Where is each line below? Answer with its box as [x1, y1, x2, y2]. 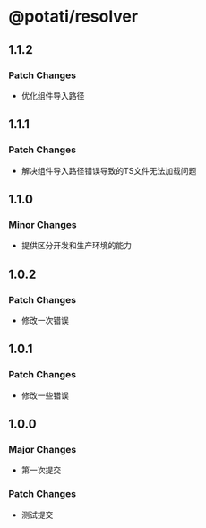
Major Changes [8, 443, 77, 455]
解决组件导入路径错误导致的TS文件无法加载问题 [21, 165, 197, 176]
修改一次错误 [21, 315, 69, 325]
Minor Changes [8, 218, 77, 230]
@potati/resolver [8, 6, 139, 27]
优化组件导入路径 [21, 90, 85, 100]
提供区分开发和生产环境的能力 [21, 240, 132, 251]
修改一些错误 [21, 390, 69, 401]
